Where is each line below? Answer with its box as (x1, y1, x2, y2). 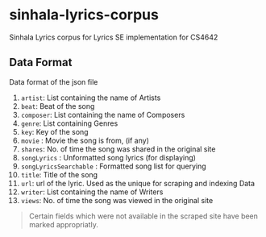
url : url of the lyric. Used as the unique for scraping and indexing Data (20, 178, 256, 188)
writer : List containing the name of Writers (20, 187, 164, 197)
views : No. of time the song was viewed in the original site (20, 195, 214, 205)
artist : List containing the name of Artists (20, 93, 161, 102)
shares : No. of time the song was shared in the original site (20, 143, 216, 154)
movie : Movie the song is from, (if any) (20, 135, 150, 145)
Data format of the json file (9, 77, 98, 86)
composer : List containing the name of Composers (20, 110, 185, 119)
